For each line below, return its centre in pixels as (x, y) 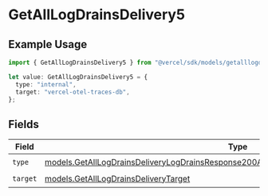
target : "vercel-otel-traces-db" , (73, 92)
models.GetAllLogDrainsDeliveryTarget (118, 178)
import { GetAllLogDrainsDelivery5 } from (80, 62)
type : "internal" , (46, 84)
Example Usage (48, 44)
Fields (24, 124)
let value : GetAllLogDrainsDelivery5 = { (78, 77)
